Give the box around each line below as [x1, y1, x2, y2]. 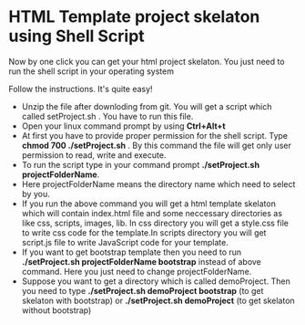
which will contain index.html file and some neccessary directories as [21, 207, 283, 218]
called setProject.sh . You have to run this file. [21, 110, 194, 121]
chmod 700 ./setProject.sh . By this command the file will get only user [21, 140, 292, 151]
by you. [21, 188, 51, 199]
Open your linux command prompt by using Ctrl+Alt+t [21, 121, 226, 131]
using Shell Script [8, 26, 145, 47]
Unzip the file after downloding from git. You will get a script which [21, 100, 272, 111]
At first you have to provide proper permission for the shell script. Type [21, 130, 289, 141]
